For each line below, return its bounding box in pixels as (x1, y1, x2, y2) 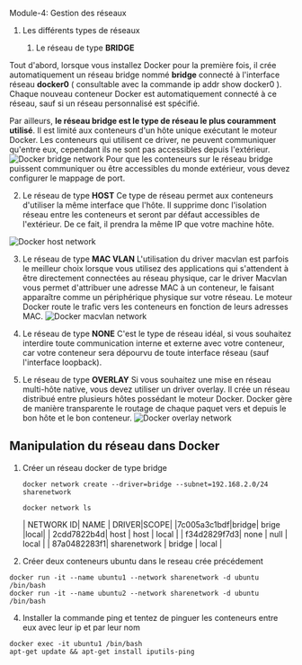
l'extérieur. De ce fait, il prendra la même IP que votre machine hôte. (22, 219, 275, 229)
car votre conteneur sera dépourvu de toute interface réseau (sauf (22, 348, 270, 358)
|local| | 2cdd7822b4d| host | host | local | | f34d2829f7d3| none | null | (22, 528, 288, 539)
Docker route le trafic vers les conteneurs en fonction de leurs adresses (22, 301, 289, 312)
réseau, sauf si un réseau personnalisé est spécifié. (9, 98, 200, 109)
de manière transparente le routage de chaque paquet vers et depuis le (22, 403, 287, 413)
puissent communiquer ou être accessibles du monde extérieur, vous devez (9, 164, 290, 173)
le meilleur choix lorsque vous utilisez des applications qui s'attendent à (22, 263, 289, 273)
